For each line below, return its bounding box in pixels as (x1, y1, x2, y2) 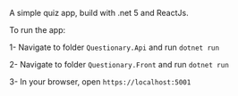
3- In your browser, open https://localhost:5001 (9, 76, 191, 87)
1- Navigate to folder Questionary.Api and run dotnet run (9, 42, 220, 52)
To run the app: (9, 25, 66, 35)
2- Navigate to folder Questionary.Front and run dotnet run (9, 60, 230, 69)
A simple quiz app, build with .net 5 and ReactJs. (9, 8, 190, 18)
